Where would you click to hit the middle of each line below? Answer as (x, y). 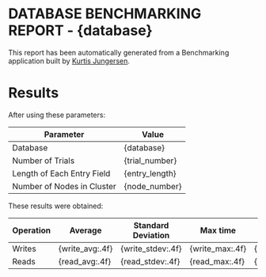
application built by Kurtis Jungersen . (69, 61)
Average (85, 230)
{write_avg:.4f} (85, 249)
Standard (151, 225)
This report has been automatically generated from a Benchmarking (119, 52)
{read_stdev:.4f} (150, 261)
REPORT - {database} (80, 30)
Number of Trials (44, 161)
